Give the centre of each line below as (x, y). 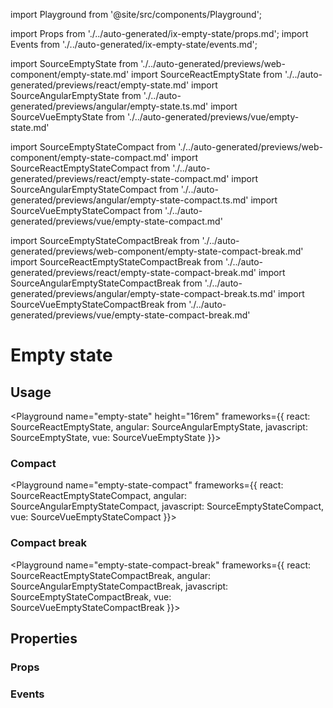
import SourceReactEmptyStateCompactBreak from (116, 262)
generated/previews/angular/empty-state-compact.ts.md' (129, 200)
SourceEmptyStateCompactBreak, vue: (91, 596)
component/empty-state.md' (70, 74)
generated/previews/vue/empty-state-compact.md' (116, 221)
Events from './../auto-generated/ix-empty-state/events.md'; (134, 44)
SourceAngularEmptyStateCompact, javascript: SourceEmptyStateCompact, (167, 506)
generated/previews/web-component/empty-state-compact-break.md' (157, 251)
